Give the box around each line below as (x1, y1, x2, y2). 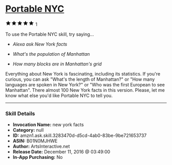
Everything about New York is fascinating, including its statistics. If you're (5, 70, 160, 77)
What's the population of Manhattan (12, 51, 90, 57)
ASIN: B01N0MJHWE (12, 138, 58, 144)
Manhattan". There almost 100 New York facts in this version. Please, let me (5, 87, 165, 93)
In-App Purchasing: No (12, 154, 63, 160)
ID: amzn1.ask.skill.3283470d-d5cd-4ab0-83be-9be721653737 (12, 132, 147, 138)
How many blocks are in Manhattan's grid (12, 61, 102, 67)
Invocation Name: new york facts (12, 122, 84, 128)
